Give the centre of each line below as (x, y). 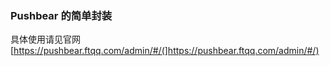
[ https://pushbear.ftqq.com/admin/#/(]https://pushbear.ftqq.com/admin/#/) (165, 51)
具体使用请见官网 (45, 39)
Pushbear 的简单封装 (61, 15)
